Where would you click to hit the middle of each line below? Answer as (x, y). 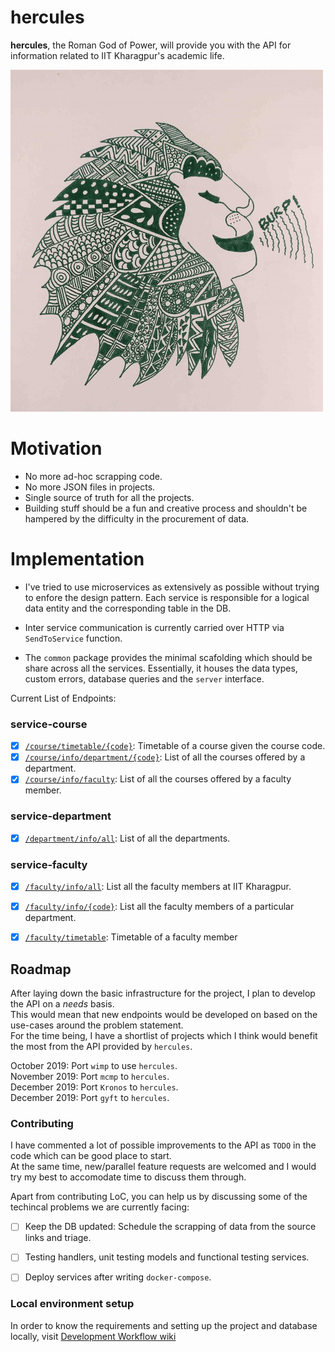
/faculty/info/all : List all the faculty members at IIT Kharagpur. (158, 886)
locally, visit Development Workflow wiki (93, 1336)
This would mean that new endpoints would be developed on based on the (164, 1014)
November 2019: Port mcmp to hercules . (90, 1076)
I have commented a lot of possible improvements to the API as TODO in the (163, 1145)
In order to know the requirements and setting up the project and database (164, 1325)
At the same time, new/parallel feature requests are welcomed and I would (163, 1167)
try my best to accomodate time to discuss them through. (128, 1177)
